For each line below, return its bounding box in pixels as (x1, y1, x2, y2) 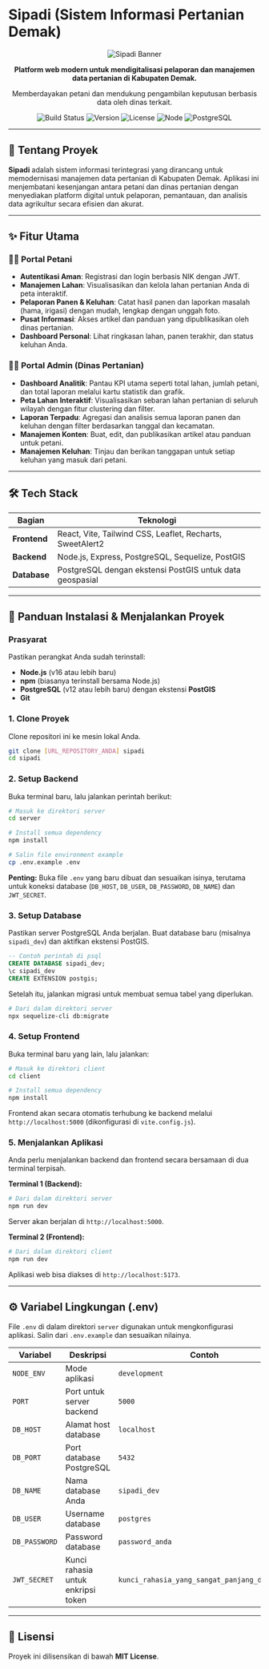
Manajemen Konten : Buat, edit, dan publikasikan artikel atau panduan (19, 429, 251, 438)
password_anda (118, 1537, 172, 1546)
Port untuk (65, 1385, 105, 1396)
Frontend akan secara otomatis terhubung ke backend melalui (8, 1109, 213, 1118)
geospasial (57, 574, 98, 585)
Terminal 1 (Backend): (8, 1179, 82, 1189)
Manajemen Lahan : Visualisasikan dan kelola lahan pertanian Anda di (19, 281, 250, 290)
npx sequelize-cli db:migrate (8, 1012, 110, 1020)
